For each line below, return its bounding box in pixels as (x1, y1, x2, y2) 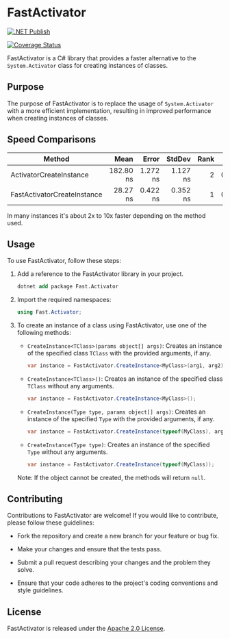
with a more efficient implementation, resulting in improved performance (7, 106, 212, 114)
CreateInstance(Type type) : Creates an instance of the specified (27, 440, 210, 449)
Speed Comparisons (7, 134, 97, 145)
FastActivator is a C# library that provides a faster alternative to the (7, 53, 196, 62)
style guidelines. (16, 586, 64, 594)
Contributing (7, 493, 63, 505)
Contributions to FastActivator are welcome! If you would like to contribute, (7, 512, 218, 520)
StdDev (166, 154, 191, 164)
